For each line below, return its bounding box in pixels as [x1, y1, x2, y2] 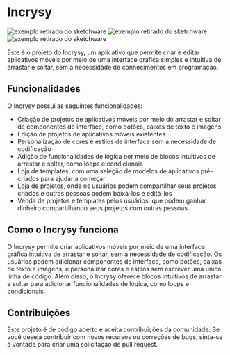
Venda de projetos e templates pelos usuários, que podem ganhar [17, 196, 206, 205]
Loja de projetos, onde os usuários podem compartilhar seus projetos [17, 182, 217, 190]
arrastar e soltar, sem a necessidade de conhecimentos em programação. [7, 63, 219, 71]
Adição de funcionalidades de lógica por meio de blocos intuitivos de [17, 152, 215, 160]
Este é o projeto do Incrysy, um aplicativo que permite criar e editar [7, 48, 200, 56]
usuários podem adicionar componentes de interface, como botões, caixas [7, 257, 222, 265]
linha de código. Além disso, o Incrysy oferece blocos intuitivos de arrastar [7, 272, 222, 281]
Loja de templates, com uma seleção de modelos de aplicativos [17, 166, 199, 175]
